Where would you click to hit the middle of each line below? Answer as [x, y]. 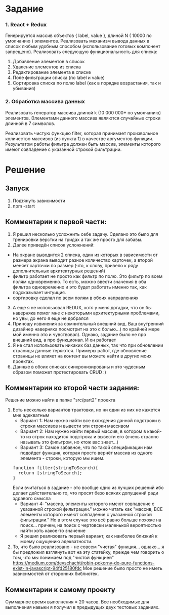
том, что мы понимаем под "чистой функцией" [63, 558]
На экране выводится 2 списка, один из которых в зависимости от [85, 255]
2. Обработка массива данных [45, 102]
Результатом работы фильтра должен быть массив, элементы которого [83, 144]
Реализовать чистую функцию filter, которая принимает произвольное [82, 133]
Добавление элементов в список [49, 62]
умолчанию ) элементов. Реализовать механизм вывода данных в [77, 41]
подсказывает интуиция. [39, 292]
